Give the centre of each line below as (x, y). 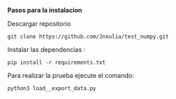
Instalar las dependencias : (47, 49)
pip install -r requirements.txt (57, 62)
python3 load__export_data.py (52, 88)
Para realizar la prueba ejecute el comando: (71, 75)
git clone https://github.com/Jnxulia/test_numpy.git (88, 37)
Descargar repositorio (39, 24)
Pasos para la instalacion (45, 10)
